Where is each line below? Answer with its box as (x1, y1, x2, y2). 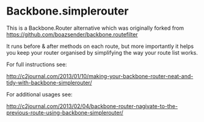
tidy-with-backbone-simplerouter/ (6, 79, 92, 86)
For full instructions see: (6, 61, 67, 68)
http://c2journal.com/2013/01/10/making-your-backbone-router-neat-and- (6, 72, 194, 80)
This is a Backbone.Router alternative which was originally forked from (6, 24, 184, 32)
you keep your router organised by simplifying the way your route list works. (6, 49, 199, 56)
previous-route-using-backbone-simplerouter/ (6, 109, 123, 116)
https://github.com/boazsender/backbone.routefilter (6, 30, 139, 38)
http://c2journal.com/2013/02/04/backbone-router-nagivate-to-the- (6, 102, 178, 110)
